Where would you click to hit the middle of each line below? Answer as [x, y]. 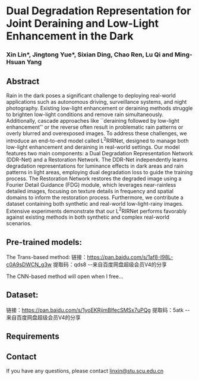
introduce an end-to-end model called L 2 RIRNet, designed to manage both [97, 140]
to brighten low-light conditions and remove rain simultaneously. [85, 114]
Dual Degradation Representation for [99, 11]
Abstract [23, 81]
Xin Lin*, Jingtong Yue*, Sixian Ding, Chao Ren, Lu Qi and [90, 55]
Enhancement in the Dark [70, 36]
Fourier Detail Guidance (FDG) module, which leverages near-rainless [91, 184]
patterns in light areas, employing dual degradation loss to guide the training [99, 172]
